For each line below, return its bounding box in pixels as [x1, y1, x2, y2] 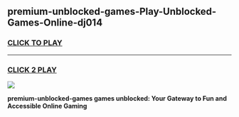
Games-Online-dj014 [7, 17, 103, 29]
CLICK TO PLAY [7, 38, 63, 48]
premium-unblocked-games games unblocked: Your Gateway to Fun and [7, 94, 228, 102]
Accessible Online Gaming [7, 101, 87, 110]
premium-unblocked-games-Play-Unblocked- [7, 6, 217, 18]
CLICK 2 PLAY [7, 65, 57, 74]
